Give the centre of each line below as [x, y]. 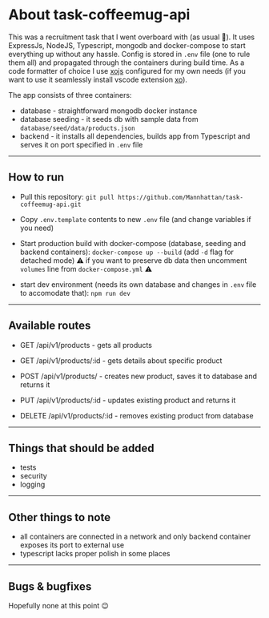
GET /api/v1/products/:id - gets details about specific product [121, 360]
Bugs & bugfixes [50, 586]
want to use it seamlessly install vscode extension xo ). [98, 79]
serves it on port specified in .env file [81, 144]
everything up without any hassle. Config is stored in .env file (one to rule [129, 54]
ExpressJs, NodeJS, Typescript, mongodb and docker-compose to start [127, 45]
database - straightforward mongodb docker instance [108, 111]
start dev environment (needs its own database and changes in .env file [138, 284]
